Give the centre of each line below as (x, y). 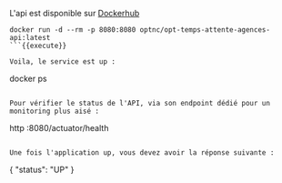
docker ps (28, 78)
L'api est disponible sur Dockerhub (75, 13)
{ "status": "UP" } (42, 169)
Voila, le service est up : (63, 62)
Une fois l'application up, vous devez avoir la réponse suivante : (142, 153)
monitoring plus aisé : (55, 111)
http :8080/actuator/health (59, 128)
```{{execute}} (38, 46)
